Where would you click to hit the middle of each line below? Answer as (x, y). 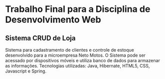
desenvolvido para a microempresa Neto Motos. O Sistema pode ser (76, 55)
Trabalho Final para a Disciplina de (78, 9)
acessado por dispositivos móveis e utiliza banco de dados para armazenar (83, 60)
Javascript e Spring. (26, 71)
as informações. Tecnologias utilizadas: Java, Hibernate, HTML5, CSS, (78, 66)
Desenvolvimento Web (53, 20)
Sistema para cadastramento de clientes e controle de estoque (70, 50)
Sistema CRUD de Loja (40, 38)
